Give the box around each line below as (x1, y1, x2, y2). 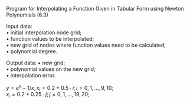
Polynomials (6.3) (6, 11, 49, 18)
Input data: (6, 23, 32, 30)
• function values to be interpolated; (6, 35, 94, 42)
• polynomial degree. (6, 48, 58, 55)
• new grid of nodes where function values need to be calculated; (6, 41, 166, 48)
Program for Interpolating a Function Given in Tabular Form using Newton (6, 5, 184, 12)
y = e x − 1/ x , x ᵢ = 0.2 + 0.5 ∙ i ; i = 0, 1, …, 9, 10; (6, 83, 114, 91)
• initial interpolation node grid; (6, 29, 82, 36)
